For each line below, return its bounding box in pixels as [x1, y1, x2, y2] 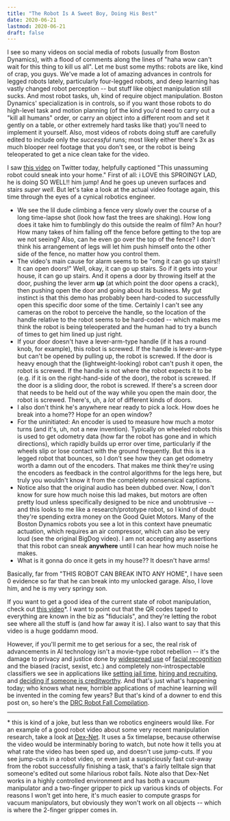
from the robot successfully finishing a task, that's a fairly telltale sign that [7, 762, 216, 770]
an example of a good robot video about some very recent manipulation [7, 726, 209, 734]
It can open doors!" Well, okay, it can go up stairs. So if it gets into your [16, 265, 218, 273]
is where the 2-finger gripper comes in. [7, 806, 118, 814]
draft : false [7, 29, 44, 36]
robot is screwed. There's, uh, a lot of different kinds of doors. [16, 396, 193, 404]
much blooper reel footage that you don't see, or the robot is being [7, 143, 196, 151]
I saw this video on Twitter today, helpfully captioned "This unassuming [7, 164, 209, 172]
